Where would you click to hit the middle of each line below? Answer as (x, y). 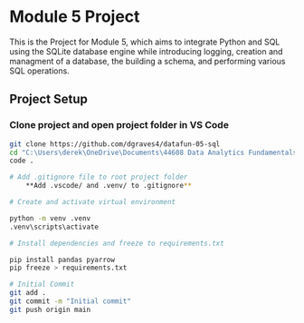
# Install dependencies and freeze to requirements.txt (117, 243)
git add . (28, 293)
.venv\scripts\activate (54, 227)
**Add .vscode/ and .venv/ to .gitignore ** (109, 186)
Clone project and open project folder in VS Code (119, 125)
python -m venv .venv (50, 218)
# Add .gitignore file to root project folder (99, 177)
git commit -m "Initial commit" (70, 301)
